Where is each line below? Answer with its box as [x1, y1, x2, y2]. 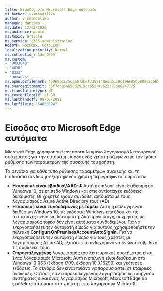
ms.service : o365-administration [5, 39, 73, 44]
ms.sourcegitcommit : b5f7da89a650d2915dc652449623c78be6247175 [5, 83, 136, 89]
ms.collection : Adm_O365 [5, 52, 55, 57]
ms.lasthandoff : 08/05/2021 [5, 97, 62, 102]
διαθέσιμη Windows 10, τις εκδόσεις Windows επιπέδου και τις [12, 209, 139, 214]
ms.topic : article [5, 34, 42, 39]
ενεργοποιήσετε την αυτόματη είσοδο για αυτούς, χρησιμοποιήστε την [12, 224, 155, 230]
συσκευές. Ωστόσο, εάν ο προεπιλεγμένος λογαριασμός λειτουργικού [12, 270, 154, 276]
